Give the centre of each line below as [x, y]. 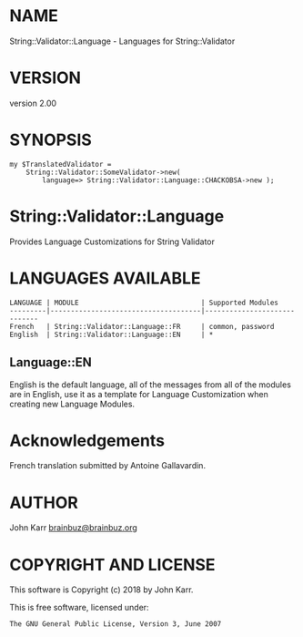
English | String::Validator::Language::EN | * [111, 334]
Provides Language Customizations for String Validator [112, 241]
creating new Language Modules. [72, 404]
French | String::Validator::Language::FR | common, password [142, 326]
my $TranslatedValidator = [61, 164]
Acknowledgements [87, 441]
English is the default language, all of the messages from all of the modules [150, 385]
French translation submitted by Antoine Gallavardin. [108, 466]
